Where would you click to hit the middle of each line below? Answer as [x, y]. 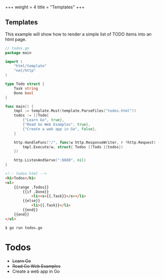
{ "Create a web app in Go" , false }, [60, 129]
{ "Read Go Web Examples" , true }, [57, 125]
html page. [16, 39]
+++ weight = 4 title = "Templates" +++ [45, 7]
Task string [26, 88]
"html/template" [31, 66]
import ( [14, 61]
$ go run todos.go [24, 228]
